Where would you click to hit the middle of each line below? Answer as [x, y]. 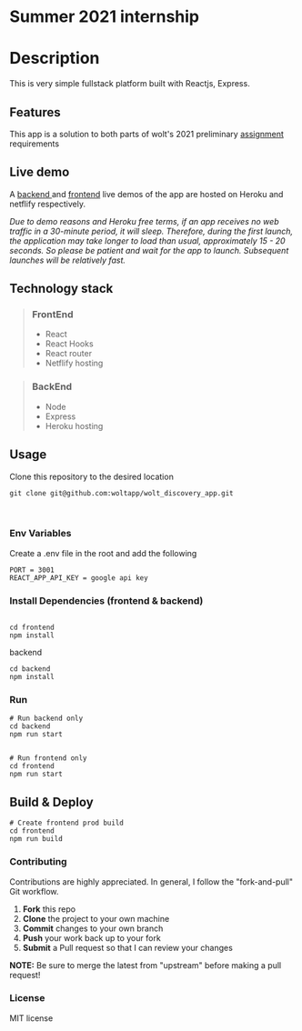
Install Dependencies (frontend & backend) [106, 600]
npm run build [36, 839]
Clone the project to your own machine [96, 918]
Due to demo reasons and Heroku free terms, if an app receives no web [144, 221]
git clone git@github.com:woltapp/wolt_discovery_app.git [121, 493]
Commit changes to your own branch [93, 928]
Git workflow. [34, 891]
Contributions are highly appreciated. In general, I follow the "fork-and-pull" [151, 881]
